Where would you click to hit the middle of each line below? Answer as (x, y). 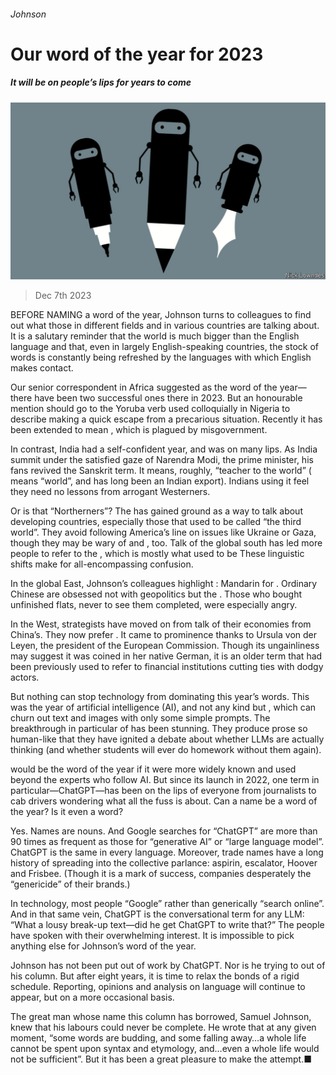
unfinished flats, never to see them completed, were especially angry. (154, 605)
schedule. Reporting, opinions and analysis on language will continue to (158, 987)
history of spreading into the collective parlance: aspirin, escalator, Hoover (164, 863)
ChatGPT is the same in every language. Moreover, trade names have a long (167, 852)
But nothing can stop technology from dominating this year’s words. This (160, 697)
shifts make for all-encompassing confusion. (102, 564)
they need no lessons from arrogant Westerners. (110, 492)
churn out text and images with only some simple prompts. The (140, 718)
